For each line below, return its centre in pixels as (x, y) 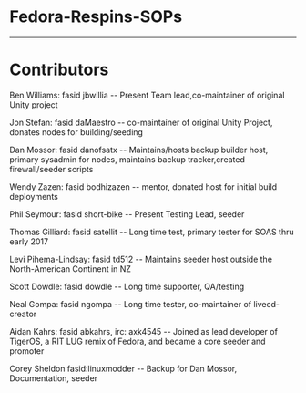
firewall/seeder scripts (51, 169)
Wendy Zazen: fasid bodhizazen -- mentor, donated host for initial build (143, 186)
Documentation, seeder (54, 378)
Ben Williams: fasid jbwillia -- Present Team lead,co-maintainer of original (147, 95)
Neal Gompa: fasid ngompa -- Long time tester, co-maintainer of (131, 304)
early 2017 (29, 241)
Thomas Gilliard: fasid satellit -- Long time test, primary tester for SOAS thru (152, 232)
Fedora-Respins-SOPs (96, 17)
